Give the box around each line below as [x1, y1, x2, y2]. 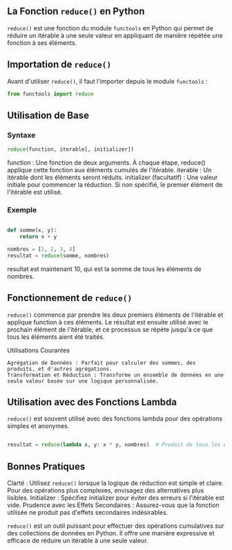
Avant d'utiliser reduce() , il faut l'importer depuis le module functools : [7, 77, 209, 85]
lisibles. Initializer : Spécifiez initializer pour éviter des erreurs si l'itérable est [7, 494, 224, 502]
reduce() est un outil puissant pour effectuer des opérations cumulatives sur [7, 522, 224, 530]
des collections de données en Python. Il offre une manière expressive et [7, 529, 215, 538]
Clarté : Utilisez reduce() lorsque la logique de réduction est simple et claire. [7, 479, 224, 487]
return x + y [19, 233, 57, 241]
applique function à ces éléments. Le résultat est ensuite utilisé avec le [7, 318, 209, 326]
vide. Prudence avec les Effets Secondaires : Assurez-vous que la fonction [7, 501, 220, 509]
